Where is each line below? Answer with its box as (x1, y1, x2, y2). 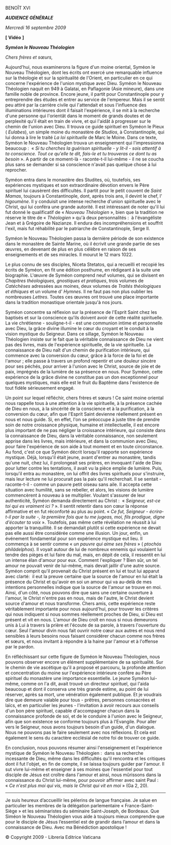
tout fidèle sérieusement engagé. (5, 385, 75, 391)
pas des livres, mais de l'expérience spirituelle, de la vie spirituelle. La (5, 342, 152, 347)
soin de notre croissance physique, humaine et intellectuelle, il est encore (5, 422, 159, 428)
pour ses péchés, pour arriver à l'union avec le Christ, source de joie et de (5, 363, 161, 369)
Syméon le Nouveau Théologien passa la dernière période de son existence (5, 235, 164, 241)
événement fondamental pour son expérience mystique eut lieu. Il (5, 535, 143, 541)
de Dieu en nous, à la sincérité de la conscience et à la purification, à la (5, 405, 155, 412)
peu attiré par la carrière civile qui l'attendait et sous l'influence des (5, 102, 147, 108)
